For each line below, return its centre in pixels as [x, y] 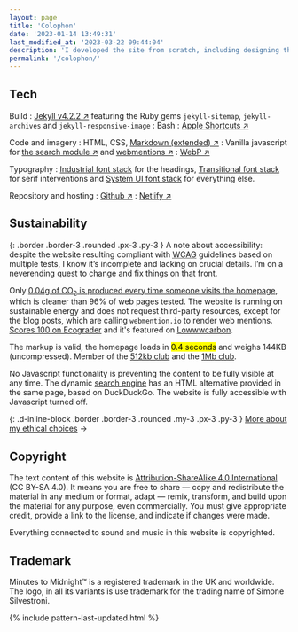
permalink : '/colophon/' [55, 59]
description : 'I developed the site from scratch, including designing [144, 51]
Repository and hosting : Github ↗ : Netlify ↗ [90, 195]
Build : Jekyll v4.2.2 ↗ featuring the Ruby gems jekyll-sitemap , [125, 115]
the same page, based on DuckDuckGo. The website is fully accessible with [148, 393]
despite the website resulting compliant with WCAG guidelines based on [141, 254]
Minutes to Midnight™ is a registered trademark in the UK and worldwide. [142, 582]
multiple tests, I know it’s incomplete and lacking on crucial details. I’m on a [146, 263]
